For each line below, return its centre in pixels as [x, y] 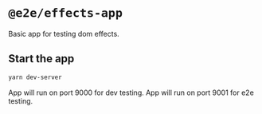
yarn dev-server [35, 77]
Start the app [41, 59]
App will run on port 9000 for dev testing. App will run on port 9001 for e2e [131, 92]
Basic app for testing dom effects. [64, 33]
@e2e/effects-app [66, 13]
